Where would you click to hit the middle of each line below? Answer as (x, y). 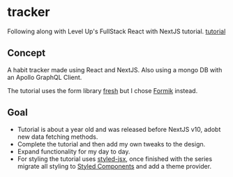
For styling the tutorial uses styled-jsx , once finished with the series (115, 159)
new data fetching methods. (58, 137)
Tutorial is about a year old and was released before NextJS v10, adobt (119, 129)
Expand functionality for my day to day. (74, 151)
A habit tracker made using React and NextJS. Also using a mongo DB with (115, 69)
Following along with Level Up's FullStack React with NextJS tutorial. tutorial (116, 31)
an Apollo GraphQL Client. (45, 77)
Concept (27, 53)
